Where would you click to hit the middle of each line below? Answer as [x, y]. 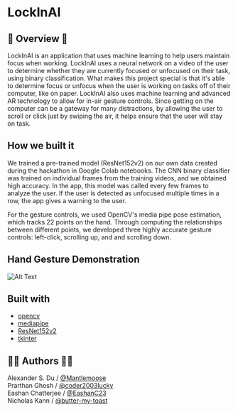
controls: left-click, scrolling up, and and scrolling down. [90, 237]
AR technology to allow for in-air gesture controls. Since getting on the [111, 101]
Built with [29, 299]
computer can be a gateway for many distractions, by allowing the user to [115, 108]
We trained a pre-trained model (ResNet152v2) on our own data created [113, 163]
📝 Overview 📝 [38, 39]
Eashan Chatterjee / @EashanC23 [57, 393]
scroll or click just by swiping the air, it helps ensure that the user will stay [115, 116]
